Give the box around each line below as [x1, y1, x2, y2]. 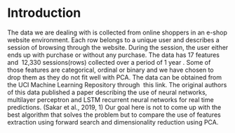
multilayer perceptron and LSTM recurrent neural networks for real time [7, 95, 214, 103]
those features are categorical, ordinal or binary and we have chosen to [7, 65, 214, 74]
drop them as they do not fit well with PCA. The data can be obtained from [7, 72, 222, 82]
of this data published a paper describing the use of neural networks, [7, 88, 208, 96]
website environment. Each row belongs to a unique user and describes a [7, 35, 220, 44]
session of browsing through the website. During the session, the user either [7, 43, 229, 51]
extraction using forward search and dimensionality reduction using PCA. [7, 118, 219, 126]
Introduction [7, 5, 81, 21]
